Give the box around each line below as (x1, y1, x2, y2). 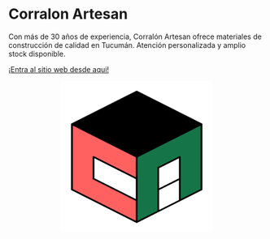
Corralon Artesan (8, 5, 128, 23)
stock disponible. (8, 49, 66, 58)
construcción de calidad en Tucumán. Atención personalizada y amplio (8, 40, 246, 49)
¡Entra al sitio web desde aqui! (8, 64, 110, 74)
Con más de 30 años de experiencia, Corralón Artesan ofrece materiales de (8, 32, 262, 41)
